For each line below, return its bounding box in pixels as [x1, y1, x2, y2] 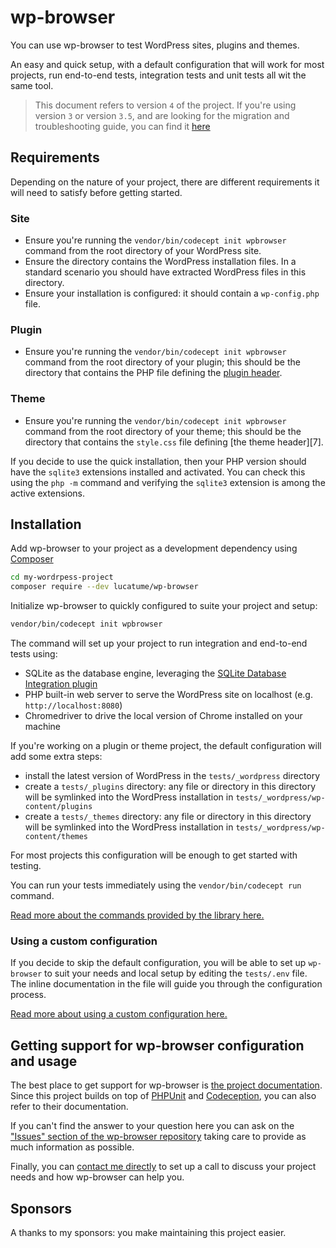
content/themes [24, 832, 89, 842]
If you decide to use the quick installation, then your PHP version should [10, 455, 307, 467]
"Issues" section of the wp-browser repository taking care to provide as [10, 1131, 307, 1143]
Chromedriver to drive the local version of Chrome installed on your [24, 710, 303, 722]
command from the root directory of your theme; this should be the [24, 425, 302, 437]
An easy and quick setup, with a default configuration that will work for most [10, 58, 325, 70]
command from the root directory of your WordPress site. [24, 245, 262, 257]
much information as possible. [10, 1141, 135, 1153]
